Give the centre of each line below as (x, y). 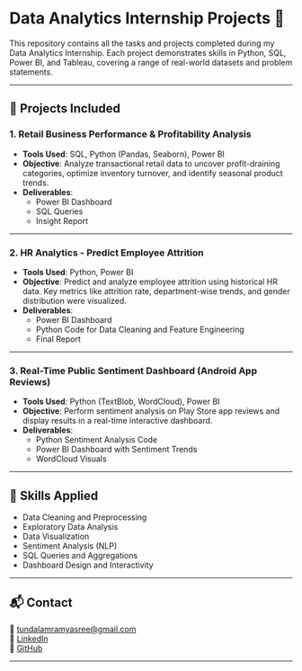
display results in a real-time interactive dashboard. (117, 421)
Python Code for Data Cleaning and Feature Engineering (140, 329)
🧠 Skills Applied (54, 495)
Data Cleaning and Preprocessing (84, 517)
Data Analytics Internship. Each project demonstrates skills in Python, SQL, (148, 52)
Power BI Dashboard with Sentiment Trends (116, 450)
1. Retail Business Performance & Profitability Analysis (130, 134)
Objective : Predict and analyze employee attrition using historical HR (150, 282)
